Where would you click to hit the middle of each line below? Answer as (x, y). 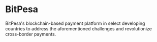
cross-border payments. (31, 34)
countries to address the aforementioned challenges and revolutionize (79, 28)
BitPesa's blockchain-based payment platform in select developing (75, 23)
